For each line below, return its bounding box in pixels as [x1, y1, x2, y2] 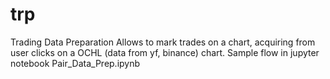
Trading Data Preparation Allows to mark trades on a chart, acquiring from [10, 36, 316, 48]
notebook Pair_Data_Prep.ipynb [10, 57, 141, 69]
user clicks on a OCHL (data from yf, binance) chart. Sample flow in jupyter [10, 46, 320, 58]
